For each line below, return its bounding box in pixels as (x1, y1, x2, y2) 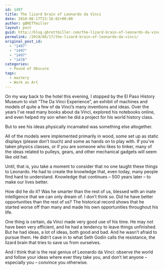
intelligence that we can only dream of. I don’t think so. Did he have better (5, 194, 154, 200)
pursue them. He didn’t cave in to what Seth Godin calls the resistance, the (5, 234, 155, 240)
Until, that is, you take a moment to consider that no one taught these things (5, 163, 158, 169)
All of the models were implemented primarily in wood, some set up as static (5, 133, 159, 139)
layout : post (5, 25, 32, 30)
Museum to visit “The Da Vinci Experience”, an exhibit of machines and (5, 98, 148, 104)
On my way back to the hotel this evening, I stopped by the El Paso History (5, 93, 155, 99)
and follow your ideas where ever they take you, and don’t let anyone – (5, 254, 147, 260)
